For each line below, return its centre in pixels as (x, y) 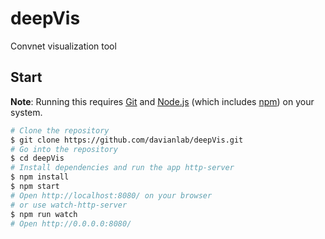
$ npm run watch (44, 214)
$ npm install (40, 177)
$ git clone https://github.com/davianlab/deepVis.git (127, 140)
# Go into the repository (64, 149)
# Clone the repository (60, 130)
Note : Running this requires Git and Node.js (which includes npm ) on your (162, 101)
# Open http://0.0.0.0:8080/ (71, 223)
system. (26, 112)
